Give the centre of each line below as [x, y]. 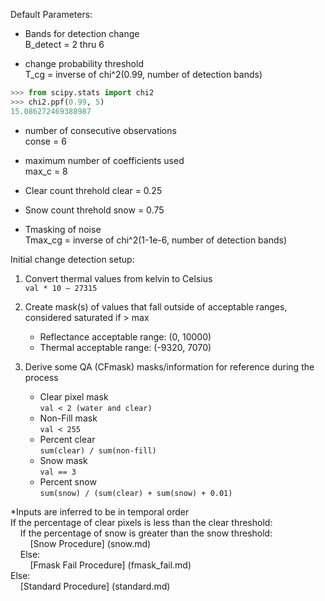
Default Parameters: [51, 14]
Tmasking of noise [63, 229]
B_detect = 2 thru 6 [64, 44]
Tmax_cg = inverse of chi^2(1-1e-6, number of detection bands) [156, 240]
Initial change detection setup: [72, 259]
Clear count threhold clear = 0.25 [93, 190]
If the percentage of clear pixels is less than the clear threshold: [141, 522]
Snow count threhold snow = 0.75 [94, 210]
